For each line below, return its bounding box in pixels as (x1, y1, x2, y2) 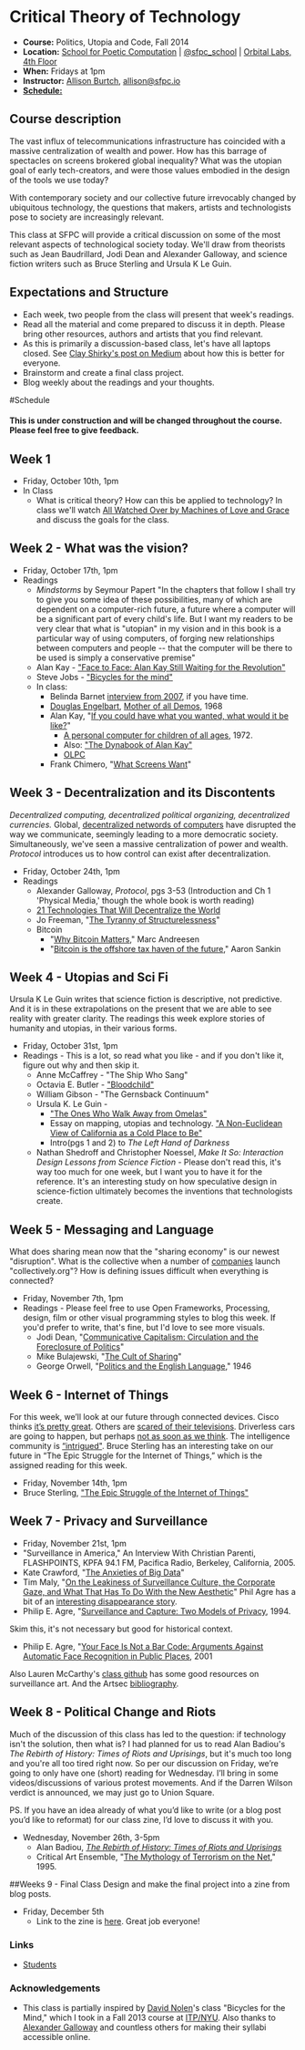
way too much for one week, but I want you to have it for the (36, 1166, 262, 1177)
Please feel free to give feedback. (9, 425, 139, 436)
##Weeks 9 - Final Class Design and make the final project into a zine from (9, 1879, 290, 1890)
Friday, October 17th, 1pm (22, 564, 118, 575)
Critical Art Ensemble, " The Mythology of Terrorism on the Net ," (36, 1851, 276, 1862)
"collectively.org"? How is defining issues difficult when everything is (9, 1266, 269, 1277)
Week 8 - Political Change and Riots (9, 1704, 217, 1720)
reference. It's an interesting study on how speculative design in (36, 1176, 278, 1187)
